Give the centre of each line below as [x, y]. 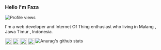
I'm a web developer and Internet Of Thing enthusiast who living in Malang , [81, 27]
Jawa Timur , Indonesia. [29, 32]
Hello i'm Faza [22, 7]
